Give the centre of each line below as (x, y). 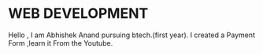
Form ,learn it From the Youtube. (61, 43)
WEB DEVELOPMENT (78, 14)
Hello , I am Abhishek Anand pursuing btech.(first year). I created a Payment (132, 35)
